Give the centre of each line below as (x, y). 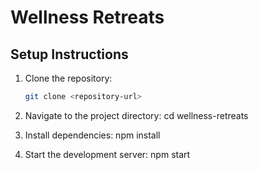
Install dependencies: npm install (92, 135)
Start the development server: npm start (107, 154)
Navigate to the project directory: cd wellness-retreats (136, 115)
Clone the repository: (68, 78)
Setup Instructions (69, 54)
